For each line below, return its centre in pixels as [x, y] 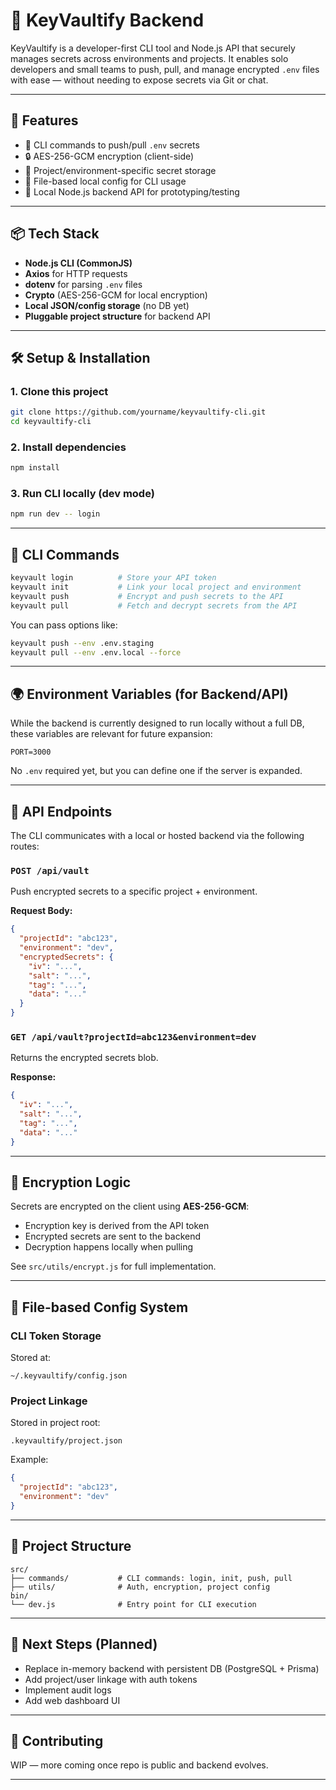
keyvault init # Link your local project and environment [156, 587]
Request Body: [41, 911]
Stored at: [31, 1358]
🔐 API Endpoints [61, 811]
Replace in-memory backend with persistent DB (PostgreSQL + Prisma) [172, 1668]
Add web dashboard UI [72, 1700]
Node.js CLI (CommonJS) [78, 263]
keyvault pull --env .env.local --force [96, 652]
